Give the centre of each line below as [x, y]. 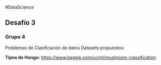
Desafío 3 [20, 23]
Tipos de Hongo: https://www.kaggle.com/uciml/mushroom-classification [80, 57]
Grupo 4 [15, 37]
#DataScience [20, 7]
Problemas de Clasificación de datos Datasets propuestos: [65, 48]
